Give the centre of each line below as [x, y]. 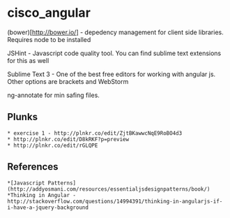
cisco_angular [49, 13]
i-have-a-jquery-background [48, 208]
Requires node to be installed [49, 39]
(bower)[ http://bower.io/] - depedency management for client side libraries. [116, 32]
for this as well [28, 60]
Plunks [23, 117]
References [33, 167]
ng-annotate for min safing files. [53, 95]
